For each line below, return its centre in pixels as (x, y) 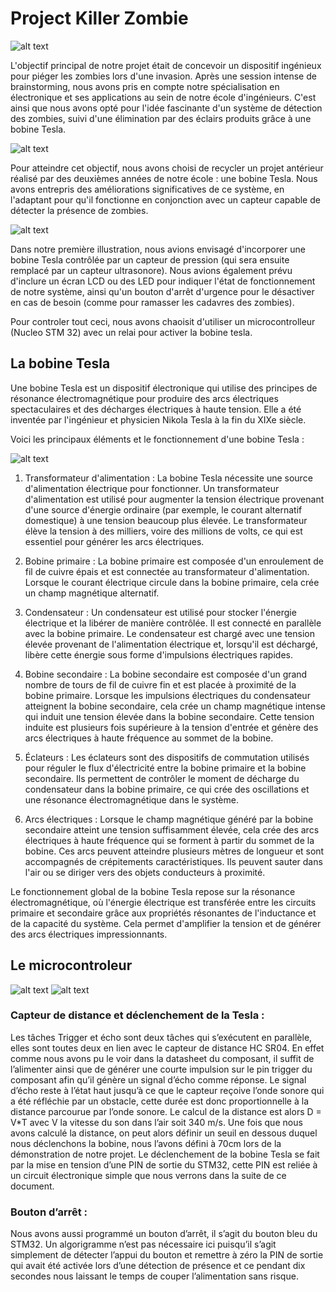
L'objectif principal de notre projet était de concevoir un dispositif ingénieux (166, 65)
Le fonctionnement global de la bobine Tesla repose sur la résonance (153, 891)
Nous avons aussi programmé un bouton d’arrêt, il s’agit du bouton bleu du (164, 1234)
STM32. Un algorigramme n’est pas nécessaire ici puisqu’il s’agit (143, 1244)
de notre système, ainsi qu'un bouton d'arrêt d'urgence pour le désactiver (162, 291)
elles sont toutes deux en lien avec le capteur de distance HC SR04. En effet (167, 1048)
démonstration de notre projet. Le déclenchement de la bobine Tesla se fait (165, 1154)
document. (32, 1186)
